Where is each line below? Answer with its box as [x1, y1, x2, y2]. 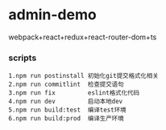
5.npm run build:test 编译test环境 [8, 106, 127, 114]
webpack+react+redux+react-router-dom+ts [8, 32, 157, 42]
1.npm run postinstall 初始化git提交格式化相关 [8, 72, 159, 80]
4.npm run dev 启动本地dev [8, 98, 123, 106]
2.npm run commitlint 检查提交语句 [8, 80, 124, 89]
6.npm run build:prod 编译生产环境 [8, 115, 124, 123]
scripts [8, 52, 37, 63]
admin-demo [8, 6, 97, 24]
